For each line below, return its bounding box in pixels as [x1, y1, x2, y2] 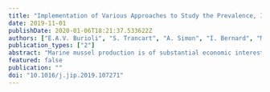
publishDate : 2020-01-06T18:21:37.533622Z [8, 26, 153, 34]
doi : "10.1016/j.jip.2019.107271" [8, 71, 125, 79]
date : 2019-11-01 [8, 19, 67, 27]
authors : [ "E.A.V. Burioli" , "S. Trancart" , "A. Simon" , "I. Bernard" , [8, 34, 253, 42]
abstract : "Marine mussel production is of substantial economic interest [8, 49, 264, 57]
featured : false [8, 57, 63, 65]
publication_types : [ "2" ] [8, 42, 95, 50]
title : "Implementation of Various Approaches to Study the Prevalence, [8, 11, 257, 20]
